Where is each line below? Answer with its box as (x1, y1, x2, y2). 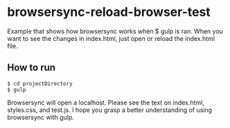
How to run (7, 62, 56, 73)
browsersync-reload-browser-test (7, 4, 211, 20)
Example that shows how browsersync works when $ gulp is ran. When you (7, 27, 224, 35)
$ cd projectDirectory (7, 80, 73, 87)
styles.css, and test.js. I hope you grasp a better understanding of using (7, 105, 213, 114)
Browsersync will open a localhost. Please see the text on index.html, (7, 98, 204, 107)
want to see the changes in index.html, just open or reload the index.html (7, 34, 215, 42)
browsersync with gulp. (7, 113, 74, 121)
